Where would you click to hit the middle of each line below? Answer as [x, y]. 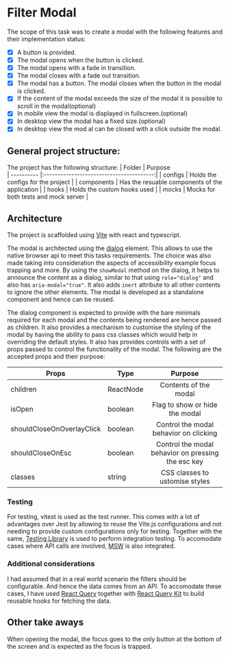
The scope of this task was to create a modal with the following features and [115, 32]
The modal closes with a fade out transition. [79, 76]
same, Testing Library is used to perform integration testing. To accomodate [114, 539]
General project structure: [64, 151]
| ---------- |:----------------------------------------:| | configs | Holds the [112, 175]
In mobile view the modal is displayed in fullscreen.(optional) [102, 113]
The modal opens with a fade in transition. [76, 68]
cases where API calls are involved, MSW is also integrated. [91, 546]
